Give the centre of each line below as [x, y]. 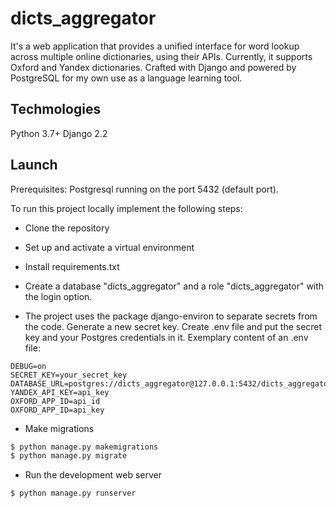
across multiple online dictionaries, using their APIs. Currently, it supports [161, 56]
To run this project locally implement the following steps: [126, 208]
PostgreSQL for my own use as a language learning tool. [126, 78]
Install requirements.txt [72, 266]
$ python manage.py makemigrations [84, 447]
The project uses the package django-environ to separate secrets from [171, 316]
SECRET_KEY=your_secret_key [69, 375]
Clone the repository [67, 228]
